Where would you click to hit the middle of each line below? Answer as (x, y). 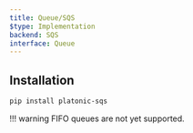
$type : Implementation (52, 26)
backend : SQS (34, 35)
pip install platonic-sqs (58, 101)
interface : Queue (42, 43)
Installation (42, 80)
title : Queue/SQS (42, 18)
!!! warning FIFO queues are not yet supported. (97, 118)
